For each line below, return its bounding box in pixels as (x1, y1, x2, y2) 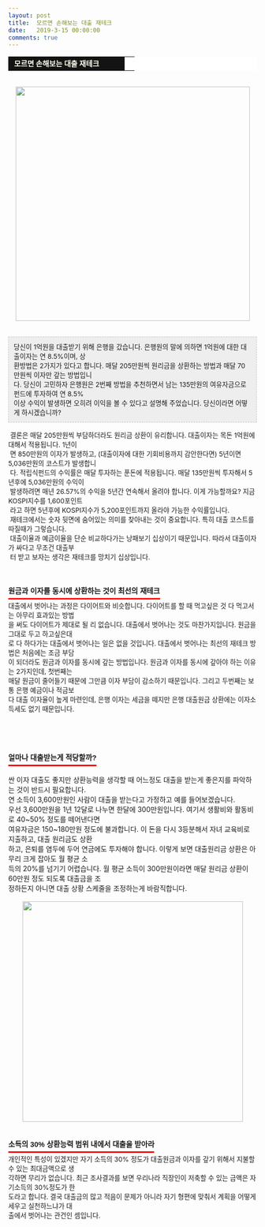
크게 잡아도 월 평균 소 (22, 854, 88, 864)
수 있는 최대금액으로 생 (8, 1165, 75, 1173)
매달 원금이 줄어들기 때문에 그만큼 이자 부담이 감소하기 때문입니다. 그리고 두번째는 (8, 676, 247, 686)
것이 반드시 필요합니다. (16, 785, 87, 795)
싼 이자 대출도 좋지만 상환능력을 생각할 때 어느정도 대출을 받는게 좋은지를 (8, 775, 231, 785)
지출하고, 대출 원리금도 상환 (8, 834, 93, 844)
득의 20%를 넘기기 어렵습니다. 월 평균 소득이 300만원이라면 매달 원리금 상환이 (8, 864, 249, 873)
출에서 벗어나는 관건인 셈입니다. (8, 1211, 101, 1220)
